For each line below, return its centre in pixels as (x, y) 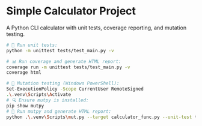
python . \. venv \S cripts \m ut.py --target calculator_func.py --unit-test (99, 117)
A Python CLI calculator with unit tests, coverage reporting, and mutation (96, 28)
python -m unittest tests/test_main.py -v (60, 50)
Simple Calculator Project (71, 11)
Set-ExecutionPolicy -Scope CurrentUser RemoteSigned (75, 89)
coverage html (24, 73)
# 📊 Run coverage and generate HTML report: (64, 61)
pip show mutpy (25, 106)
